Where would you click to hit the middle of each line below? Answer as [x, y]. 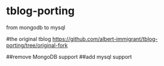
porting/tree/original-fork [37, 45]
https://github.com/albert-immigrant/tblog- [105, 39]
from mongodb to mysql [36, 27]
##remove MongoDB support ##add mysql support [69, 56]
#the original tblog [29, 39]
